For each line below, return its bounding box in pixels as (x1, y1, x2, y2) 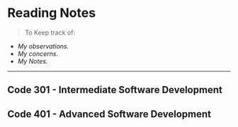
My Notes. (17, 56, 48, 65)
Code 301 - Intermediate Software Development (7, 84, 223, 96)
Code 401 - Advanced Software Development (7, 108, 211, 120)
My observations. (17, 42, 69, 50)
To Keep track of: (24, 28, 76, 37)
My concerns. (17, 49, 59, 58)
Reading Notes (7, 5, 96, 21)
